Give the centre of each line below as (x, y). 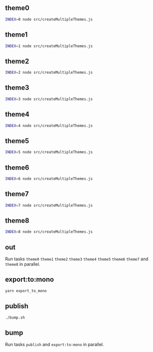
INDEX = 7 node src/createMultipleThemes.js (49, 205)
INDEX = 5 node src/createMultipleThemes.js (49, 152)
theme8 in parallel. (23, 264)
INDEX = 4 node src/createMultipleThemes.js (49, 126)
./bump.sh (15, 317)
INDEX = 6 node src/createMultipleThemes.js (49, 178)
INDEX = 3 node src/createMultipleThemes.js (49, 99)
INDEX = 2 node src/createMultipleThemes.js (49, 73)
